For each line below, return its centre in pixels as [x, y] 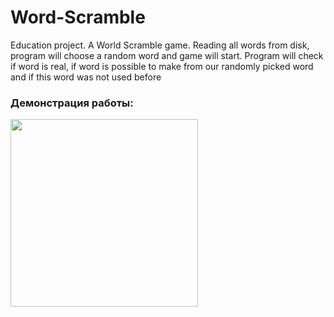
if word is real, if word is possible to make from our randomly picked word [162, 66]
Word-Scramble [78, 17]
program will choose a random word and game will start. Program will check [167, 55]
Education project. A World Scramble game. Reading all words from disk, [160, 45]
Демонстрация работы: [72, 103]
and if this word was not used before [86, 77]
